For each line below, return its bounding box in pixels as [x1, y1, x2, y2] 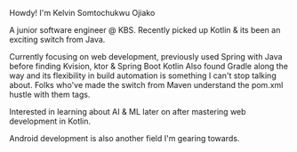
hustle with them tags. [9, 89, 91, 100]
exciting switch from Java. [9, 35, 106, 44]
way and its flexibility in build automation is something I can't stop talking [9, 70, 277, 81]
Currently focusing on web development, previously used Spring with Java [9, 52, 283, 61]
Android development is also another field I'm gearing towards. [9, 133, 240, 143]
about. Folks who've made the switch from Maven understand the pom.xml [9, 80, 284, 90]
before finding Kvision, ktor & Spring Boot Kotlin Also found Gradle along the [9, 61, 289, 71]
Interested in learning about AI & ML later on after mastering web [9, 107, 246, 116]
